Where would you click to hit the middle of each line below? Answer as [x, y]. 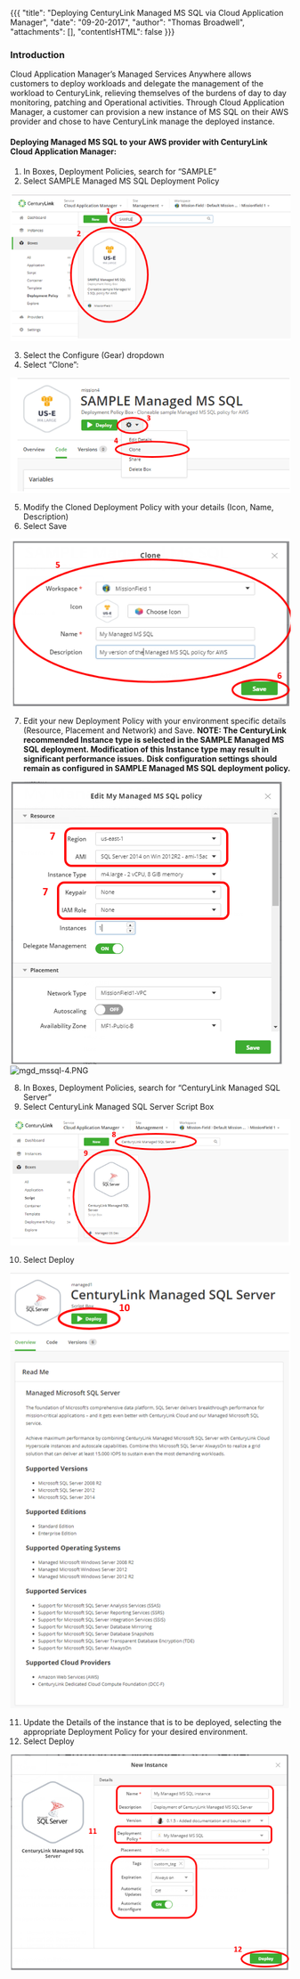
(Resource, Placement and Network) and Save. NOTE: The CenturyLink [155, 730]
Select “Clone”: [51, 365]
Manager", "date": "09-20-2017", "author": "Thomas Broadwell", [128, 22]
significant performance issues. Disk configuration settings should [150, 758]
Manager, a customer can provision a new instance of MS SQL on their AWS [150, 112]
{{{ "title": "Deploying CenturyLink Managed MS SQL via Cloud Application [147, 13]
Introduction [37, 54]
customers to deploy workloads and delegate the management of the [137, 84]
